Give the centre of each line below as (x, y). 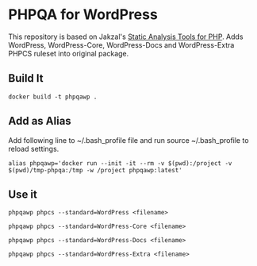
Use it (23, 194)
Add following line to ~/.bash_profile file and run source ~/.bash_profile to (128, 140)
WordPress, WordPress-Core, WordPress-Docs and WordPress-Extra (121, 44)
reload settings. (34, 148)
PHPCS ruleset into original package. (69, 53)
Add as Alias (40, 121)
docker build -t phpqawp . (53, 97)
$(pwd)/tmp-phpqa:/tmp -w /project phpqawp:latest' (95, 170)
